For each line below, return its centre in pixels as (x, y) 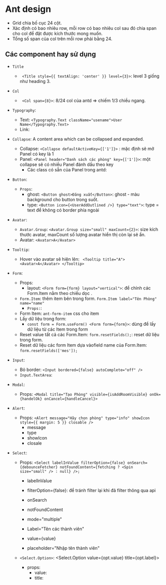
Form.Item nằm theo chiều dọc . (60, 293)
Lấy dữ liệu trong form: (43, 318)
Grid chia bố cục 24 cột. (37, 23)
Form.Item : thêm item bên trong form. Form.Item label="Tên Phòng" (88, 298)
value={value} (41, 538)
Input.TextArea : (36, 375)
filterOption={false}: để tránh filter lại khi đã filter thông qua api (91, 490)
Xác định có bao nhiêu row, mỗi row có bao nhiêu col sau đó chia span (84, 28)
